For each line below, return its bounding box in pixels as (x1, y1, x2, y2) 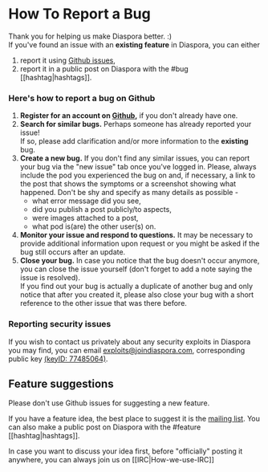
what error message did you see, (31, 196, 142, 205)
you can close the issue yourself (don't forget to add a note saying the (19, 264, 253, 274)
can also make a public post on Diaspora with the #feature (8, 422, 201, 432)
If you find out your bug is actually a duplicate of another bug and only (19, 282, 254, 291)
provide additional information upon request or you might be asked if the (19, 238, 260, 249)
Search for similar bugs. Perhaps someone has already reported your (19, 120, 252, 129)
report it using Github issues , (19, 55, 116, 65)
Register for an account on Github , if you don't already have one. (19, 111, 238, 120)
